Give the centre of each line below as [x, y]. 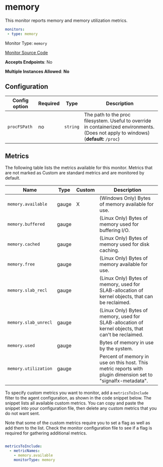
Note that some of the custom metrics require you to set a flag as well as [78, 423]
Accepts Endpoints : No [29, 62]
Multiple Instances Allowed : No [37, 71]
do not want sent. [23, 414]
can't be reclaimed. [121, 335]
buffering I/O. [114, 231]
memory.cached [24, 244]
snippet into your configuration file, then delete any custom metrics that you [81, 408]
